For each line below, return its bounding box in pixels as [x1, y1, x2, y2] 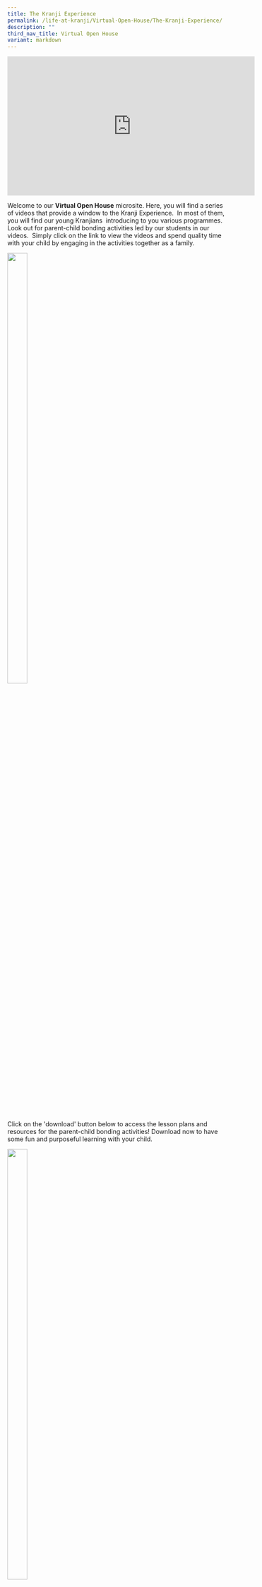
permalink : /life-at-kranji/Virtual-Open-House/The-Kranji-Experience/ [7, 17, 222, 24]
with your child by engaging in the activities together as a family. [7, 239, 195, 247]
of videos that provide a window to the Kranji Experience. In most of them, [7, 209, 225, 218]
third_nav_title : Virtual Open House [7, 30, 119, 37]
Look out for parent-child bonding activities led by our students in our [7, 224, 210, 232]
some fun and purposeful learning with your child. [7, 1135, 153, 1143]
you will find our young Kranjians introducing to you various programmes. [7, 216, 223, 225]
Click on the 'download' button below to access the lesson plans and [7, 1120, 208, 1128]
